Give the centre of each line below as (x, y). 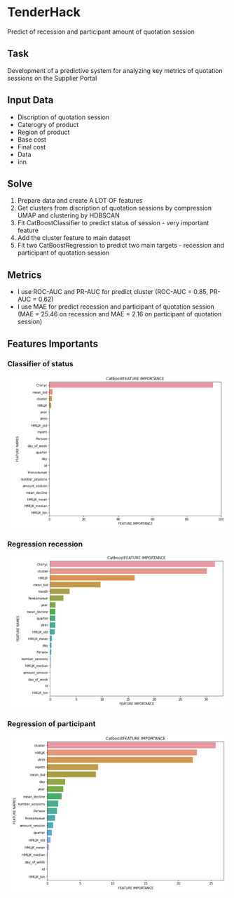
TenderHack (44, 12)
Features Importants (53, 343)
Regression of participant (51, 723)
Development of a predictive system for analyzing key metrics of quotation (115, 70)
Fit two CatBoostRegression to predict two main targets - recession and (121, 246)
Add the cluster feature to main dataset (74, 238)
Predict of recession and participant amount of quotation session (101, 32)
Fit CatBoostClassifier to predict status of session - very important (113, 223)
